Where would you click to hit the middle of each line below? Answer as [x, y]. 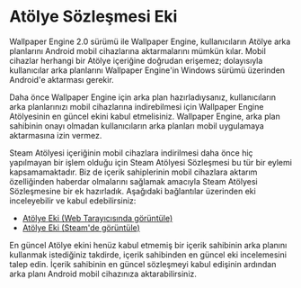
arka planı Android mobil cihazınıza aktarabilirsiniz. [103, 274]
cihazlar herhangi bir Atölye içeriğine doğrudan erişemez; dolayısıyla [136, 60]
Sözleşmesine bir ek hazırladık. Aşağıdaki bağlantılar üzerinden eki [133, 191]
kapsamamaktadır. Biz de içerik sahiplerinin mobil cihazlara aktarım [133, 172]
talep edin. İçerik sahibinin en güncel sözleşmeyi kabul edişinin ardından [143, 264]
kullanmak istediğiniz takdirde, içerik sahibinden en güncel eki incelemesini [148, 255]
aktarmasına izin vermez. [56, 135]
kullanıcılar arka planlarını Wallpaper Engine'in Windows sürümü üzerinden [147, 70]
